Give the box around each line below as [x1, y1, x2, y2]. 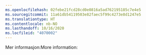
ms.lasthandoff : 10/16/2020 [5, 26, 65, 31]
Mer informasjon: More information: [5, 44, 78, 50]
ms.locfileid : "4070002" [5, 30, 58, 35]
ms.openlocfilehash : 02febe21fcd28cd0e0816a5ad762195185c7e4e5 [5, 7, 141, 12]
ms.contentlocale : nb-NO [5, 21, 58, 26]
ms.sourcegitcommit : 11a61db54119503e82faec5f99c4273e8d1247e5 [5, 12, 141, 17]
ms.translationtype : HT [5, 16, 56, 21]
